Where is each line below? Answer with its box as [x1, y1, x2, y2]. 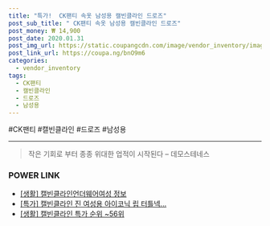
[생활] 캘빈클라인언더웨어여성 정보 [19, 189, 127, 199]
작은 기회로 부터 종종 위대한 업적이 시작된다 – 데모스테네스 [27, 150, 211, 159]
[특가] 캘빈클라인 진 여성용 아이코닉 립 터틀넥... [19, 199, 167, 209]
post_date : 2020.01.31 [8, 34, 84, 43]
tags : [8, 72, 27, 80]
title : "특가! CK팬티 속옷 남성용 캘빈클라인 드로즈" [8, 11, 167, 20]
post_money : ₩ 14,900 [8, 27, 81, 35]
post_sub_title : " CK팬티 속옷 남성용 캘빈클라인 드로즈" [8, 19, 182, 27]
